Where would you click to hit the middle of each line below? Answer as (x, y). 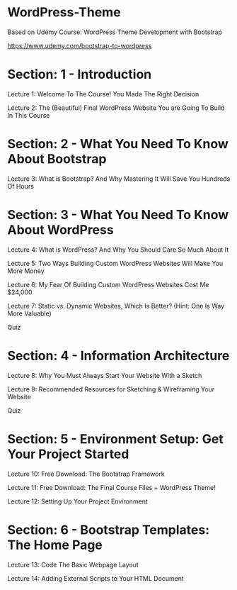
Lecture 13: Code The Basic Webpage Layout (73, 564)
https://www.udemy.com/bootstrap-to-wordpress (80, 45)
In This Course (29, 115)
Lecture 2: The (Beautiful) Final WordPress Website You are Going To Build (116, 108)
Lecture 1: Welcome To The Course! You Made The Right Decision (103, 94)
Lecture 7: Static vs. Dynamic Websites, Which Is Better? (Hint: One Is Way (116, 306)
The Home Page (55, 545)
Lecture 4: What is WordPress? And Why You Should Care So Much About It (118, 250)
